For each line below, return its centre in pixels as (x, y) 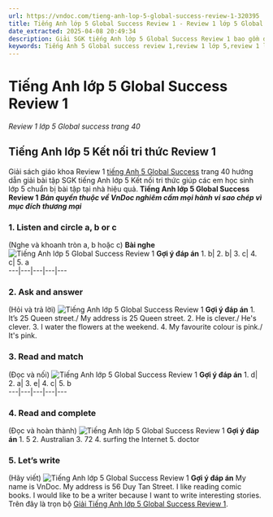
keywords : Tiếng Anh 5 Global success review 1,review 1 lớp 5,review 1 (134, 46)
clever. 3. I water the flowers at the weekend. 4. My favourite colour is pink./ (136, 327)
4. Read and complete (52, 413)
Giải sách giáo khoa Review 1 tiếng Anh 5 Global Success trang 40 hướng (131, 171)
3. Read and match (46, 357)
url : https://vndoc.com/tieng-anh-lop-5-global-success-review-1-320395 (134, 16)
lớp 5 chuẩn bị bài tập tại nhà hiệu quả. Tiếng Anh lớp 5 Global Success (129, 189)
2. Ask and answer (46, 292)
